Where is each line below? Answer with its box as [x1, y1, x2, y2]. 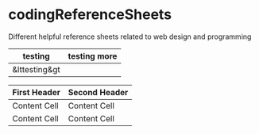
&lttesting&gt [12, 63, 61, 75]
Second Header [68, 86, 129, 98]
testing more [68, 50, 118, 61]
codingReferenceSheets [8, 6, 172, 24]
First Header [12, 86, 61, 98]
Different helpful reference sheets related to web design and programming [8, 32, 252, 41]
